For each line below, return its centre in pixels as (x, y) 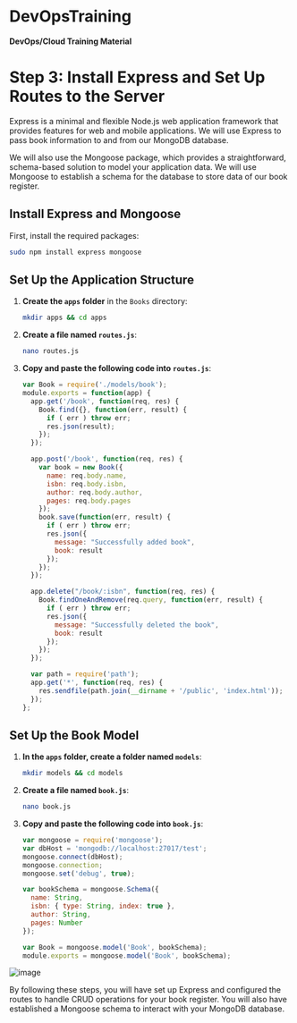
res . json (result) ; (81, 427)
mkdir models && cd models (72, 774)
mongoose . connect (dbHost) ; (72, 857)
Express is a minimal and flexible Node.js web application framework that (144, 121)
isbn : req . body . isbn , (86, 484)
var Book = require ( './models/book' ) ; (94, 385)
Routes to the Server (87, 97)
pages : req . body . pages (89, 501)
